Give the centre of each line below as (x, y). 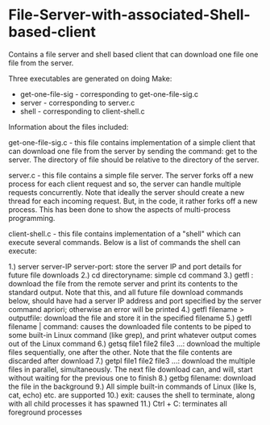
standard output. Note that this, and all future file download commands (126, 292)
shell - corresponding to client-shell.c (82, 111)
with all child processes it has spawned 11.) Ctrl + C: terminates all (118, 403)
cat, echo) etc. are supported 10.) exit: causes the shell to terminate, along (132, 395)
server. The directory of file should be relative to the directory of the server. (134, 160)
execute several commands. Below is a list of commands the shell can (125, 242)
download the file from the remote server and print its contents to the (123, 283)
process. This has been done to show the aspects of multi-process (120, 209)
